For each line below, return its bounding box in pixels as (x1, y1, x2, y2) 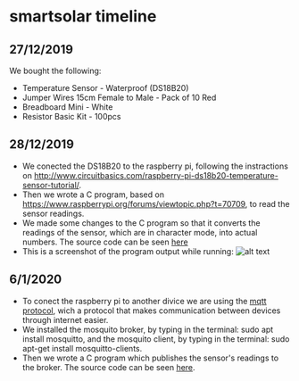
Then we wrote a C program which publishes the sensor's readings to (21, 352, 279, 363)
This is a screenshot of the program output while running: (21, 245, 234, 256)
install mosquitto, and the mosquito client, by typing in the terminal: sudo (21, 333, 290, 344)
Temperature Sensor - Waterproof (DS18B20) (21, 83, 189, 93)
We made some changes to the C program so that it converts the (21, 217, 261, 228)
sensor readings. (21, 208, 85, 219)
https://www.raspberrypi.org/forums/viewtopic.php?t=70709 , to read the (21, 198, 290, 209)
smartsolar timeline (9, 6, 157, 27)
